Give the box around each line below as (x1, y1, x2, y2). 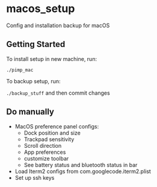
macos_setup (6, 2, 75, 16)
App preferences (23, 148, 66, 156)
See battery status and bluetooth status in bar (23, 161, 138, 168)
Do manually (6, 107, 54, 117)
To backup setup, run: (6, 77, 61, 84)
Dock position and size (23, 129, 81, 136)
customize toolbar (23, 154, 69, 162)
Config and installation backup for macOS (6, 22, 110, 29)
